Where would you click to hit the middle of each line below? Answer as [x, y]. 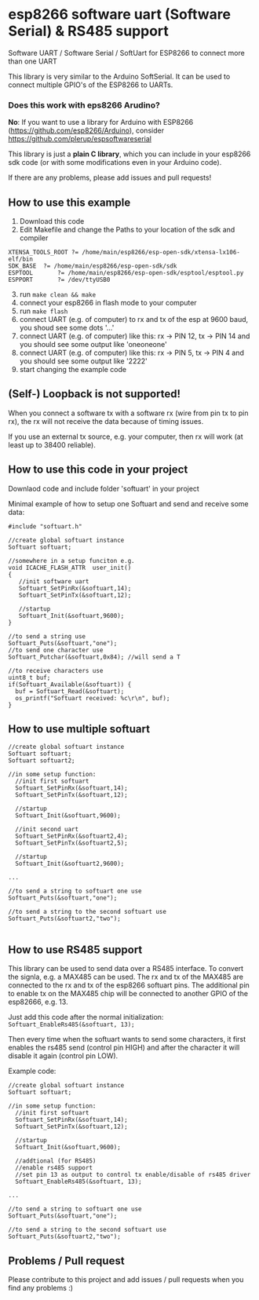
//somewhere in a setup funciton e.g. [71, 561]
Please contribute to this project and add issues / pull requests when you [126, 1280]
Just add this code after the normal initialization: [86, 1017]
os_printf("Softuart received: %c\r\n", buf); [93, 698]
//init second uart [47, 830]
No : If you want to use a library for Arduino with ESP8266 [101, 122]
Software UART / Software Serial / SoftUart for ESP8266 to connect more [126, 53]
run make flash [44, 311]
